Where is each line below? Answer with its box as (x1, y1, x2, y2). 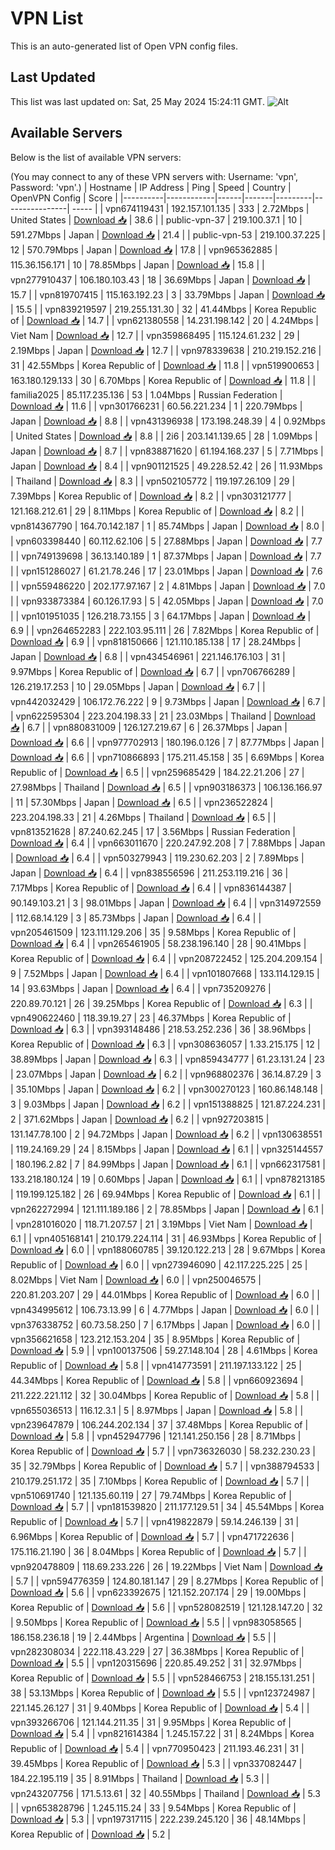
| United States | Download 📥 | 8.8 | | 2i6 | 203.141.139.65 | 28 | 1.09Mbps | (10, 430, 318, 442)
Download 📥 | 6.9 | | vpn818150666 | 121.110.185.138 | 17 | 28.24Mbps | (10, 635, 302, 647)
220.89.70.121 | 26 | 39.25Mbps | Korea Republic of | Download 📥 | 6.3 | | (10, 997, 313, 1009)
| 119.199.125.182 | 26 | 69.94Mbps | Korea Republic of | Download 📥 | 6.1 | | (10, 1188, 321, 1200)
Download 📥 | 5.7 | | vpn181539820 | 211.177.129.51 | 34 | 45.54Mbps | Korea (10, 1500, 325, 1512)
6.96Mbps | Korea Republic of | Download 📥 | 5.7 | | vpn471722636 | (10, 1530, 295, 1542)
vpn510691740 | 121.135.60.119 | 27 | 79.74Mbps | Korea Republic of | (10, 1489, 292, 1501)
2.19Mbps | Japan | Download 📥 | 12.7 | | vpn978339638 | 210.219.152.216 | (10, 344, 322, 356)
